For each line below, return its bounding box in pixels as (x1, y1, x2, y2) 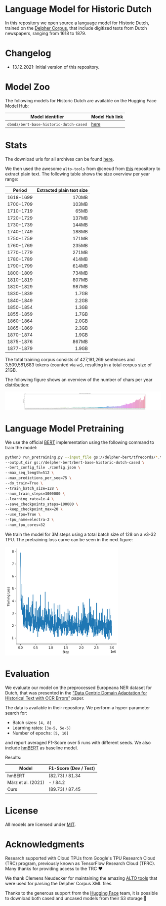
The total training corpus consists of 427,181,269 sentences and (5, 356, 135, 362)
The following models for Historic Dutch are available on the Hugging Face (5, 97, 157, 103)
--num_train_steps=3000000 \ (5, 491, 65, 496)
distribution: (5, 382, 30, 388)
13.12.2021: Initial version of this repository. (12, 64, 100, 70)
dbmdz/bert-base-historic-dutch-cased (7, 122, 87, 127)
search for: (5, 710, 28, 716)
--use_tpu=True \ (5, 512, 41, 517)
